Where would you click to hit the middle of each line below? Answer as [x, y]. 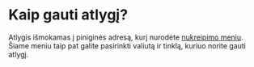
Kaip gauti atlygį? [68, 15]
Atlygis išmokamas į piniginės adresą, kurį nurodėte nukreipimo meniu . [126, 37]
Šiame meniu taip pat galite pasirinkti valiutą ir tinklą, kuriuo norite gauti [127, 45]
